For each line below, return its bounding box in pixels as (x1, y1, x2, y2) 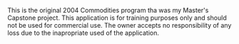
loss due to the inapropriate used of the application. (7, 28, 159, 37)
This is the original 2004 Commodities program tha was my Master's (7, 6, 209, 14)
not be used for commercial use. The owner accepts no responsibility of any (7, 21, 232, 29)
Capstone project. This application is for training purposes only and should (7, 13, 227, 22)
